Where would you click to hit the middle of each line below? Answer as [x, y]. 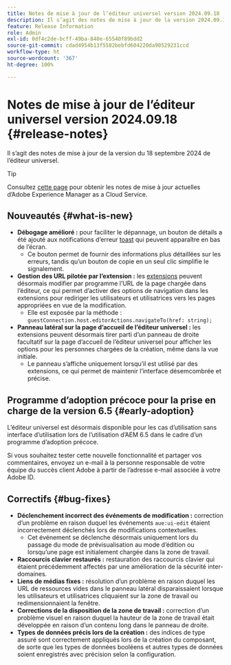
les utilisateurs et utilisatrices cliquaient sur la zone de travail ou [107, 596]
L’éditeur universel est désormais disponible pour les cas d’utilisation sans [112, 428]
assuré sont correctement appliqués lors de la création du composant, [117, 640]
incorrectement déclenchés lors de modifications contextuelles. [107, 530]
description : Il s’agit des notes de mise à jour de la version [101, 20]
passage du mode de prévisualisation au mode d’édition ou [111, 545]
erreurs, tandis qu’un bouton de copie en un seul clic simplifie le [118, 261]
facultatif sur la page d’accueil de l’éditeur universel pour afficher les [114, 342]
